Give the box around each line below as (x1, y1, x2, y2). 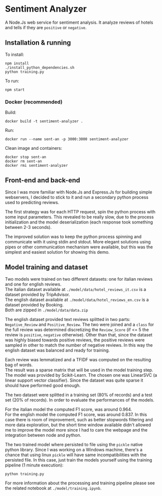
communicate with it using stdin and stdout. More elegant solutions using (5, 239, 151, 244)
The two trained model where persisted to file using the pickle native (5, 441, 143, 447)
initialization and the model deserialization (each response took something (5, 219, 153, 225)
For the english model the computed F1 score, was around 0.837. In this (5, 411, 147, 417)
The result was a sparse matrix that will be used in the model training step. (5, 367, 153, 373)
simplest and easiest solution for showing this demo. (5, 249, 110, 255)
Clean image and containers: (5, 145, 62, 151)
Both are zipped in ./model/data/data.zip (5, 307, 88, 313)
